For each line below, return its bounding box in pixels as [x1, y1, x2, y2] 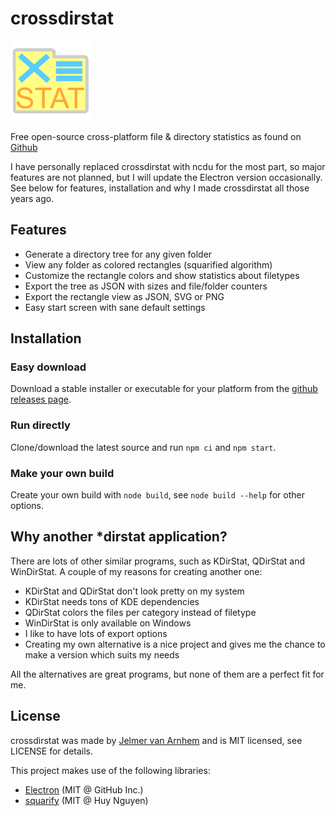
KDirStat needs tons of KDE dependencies [24, 595, 200, 607]
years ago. [10, 192, 55, 204]
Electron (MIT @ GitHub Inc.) [24, 783, 144, 796]
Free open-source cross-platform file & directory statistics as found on [10, 130, 302, 142]
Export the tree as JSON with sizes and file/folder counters [24, 280, 268, 292]
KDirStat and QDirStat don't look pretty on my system [24, 585, 245, 597]
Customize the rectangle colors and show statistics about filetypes [24, 269, 300, 281]
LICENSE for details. [10, 745, 94, 757]
